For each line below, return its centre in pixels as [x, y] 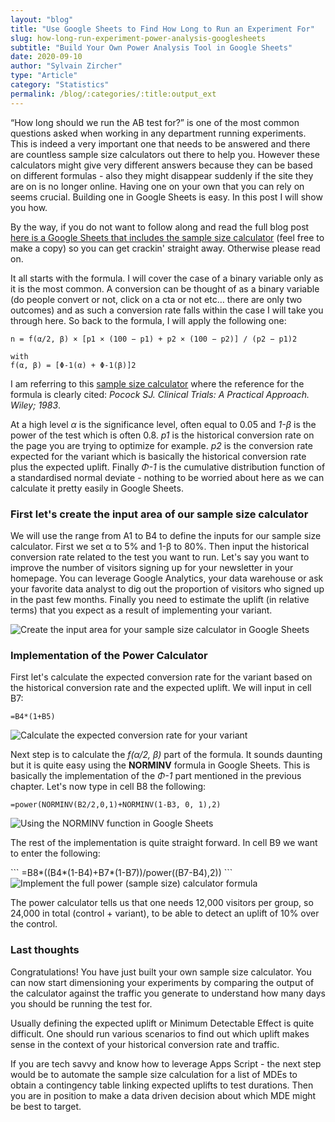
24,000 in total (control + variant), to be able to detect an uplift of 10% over [165, 913]
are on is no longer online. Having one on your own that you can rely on [157, 186]
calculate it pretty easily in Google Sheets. [97, 488]
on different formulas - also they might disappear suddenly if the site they [162, 175]
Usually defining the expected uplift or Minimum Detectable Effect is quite [162, 1023]
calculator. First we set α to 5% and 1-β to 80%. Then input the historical [160, 546]
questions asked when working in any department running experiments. [158, 133]
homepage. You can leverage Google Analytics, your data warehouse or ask [167, 578]
